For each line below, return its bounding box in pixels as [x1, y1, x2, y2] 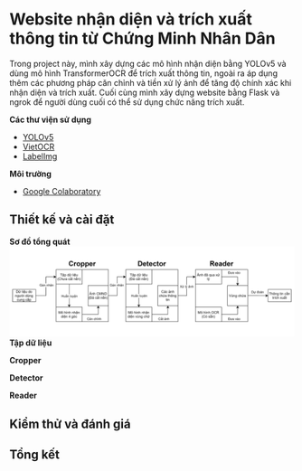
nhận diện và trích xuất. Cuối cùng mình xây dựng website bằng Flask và [9, 87, 280, 98]
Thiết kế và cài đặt [9, 212, 115, 228]
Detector [9, 372, 43, 383]
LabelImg [22, 150, 58, 162]
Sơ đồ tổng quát [9, 236, 71, 247]
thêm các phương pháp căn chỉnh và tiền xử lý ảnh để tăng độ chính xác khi [9, 77, 292, 88]
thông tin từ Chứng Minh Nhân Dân [9, 28, 276, 49]
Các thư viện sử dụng [9, 114, 92, 125]
